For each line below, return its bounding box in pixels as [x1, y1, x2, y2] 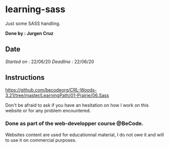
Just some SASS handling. [5, 20, 61, 26]
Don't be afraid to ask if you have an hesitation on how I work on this [5, 102, 149, 108]
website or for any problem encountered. [5, 107, 91, 113]
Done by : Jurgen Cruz [5, 30, 54, 36]
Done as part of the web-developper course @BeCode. [5, 120, 144, 127]
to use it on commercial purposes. [5, 137, 77, 143]
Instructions [5, 73, 45, 82]
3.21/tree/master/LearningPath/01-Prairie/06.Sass [5, 92, 109, 98]
